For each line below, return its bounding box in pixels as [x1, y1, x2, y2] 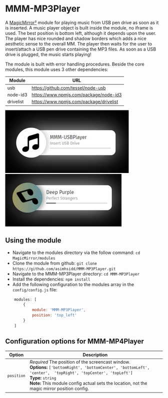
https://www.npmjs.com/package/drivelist [31, 98, 118, 105]
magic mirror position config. [29, 385, 89, 391]
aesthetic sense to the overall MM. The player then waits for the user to [5, 40, 152, 46]
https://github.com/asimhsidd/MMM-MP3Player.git [12, 266, 116, 271]
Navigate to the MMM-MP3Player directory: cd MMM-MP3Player [12, 270, 140, 276]
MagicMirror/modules [12, 255, 55, 260]
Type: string [29, 375, 56, 381]
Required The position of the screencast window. [29, 359, 131, 365]
